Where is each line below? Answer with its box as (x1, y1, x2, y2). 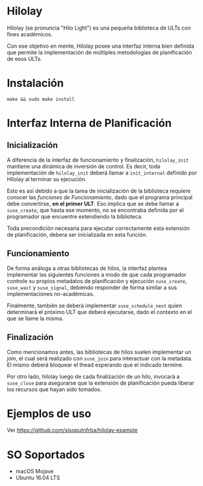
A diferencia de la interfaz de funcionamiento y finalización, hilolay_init (7, 156, 189, 164)
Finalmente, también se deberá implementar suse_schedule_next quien (7, 302, 182, 309)
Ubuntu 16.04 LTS (15, 474, 60, 481)
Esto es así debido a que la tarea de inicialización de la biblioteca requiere (7, 187, 191, 194)
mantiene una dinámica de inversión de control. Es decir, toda (7, 162, 161, 170)
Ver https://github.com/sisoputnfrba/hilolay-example (7, 427, 138, 434)
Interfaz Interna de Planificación (7, 117, 172, 130)
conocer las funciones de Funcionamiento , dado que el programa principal (7, 193, 193, 200)
